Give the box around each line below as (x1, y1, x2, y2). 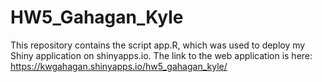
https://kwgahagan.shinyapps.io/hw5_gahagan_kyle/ (10, 60, 228, 72)
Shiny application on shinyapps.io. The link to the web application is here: (10, 49, 313, 61)
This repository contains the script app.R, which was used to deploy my (10, 39, 306, 51)
